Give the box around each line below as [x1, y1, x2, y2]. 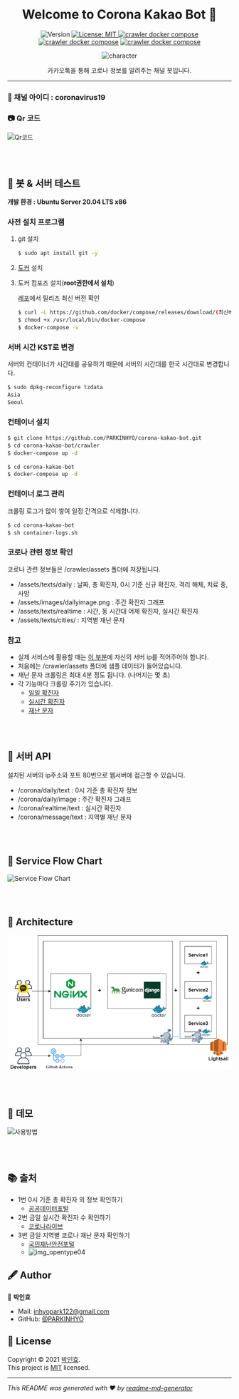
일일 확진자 [28, 688, 59, 697]
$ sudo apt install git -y [17, 249, 98, 257]
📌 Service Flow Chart [7, 855, 102, 867]
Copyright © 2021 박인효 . [7, 1355, 80, 1363]
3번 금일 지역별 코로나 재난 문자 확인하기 [17, 1231, 130, 1239]
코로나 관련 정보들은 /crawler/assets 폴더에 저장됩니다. [7, 564, 161, 573]
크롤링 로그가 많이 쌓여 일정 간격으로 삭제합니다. [7, 506, 141, 515]
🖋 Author [7, 1269, 52, 1281]
